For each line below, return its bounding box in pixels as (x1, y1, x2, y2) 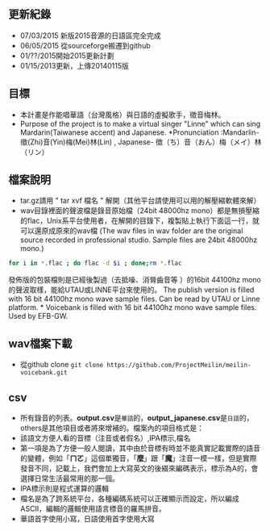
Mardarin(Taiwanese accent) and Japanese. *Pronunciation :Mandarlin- (19, 128, 260, 137)
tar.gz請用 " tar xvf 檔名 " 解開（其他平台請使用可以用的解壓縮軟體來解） (19, 196, 261, 206)
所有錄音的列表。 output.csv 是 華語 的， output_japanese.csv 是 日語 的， (19, 412, 254, 422)
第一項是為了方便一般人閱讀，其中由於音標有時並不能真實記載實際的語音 (19, 443, 260, 453)
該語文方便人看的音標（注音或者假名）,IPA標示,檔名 (19, 433, 191, 442)
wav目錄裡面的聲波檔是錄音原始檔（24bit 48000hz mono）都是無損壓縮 (19, 206, 260, 215)
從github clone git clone (19, 360, 104, 370)
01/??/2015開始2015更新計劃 (19, 51, 114, 61)
